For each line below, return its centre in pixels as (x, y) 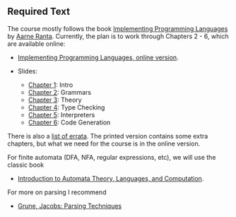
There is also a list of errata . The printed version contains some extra (108, 136)
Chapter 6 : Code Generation (69, 122)
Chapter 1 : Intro (51, 85)
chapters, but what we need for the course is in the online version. (104, 143)
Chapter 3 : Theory (55, 100)
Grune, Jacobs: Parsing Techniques (70, 206)
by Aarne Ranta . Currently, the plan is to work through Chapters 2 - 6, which (118, 36)
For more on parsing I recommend (57, 192)
